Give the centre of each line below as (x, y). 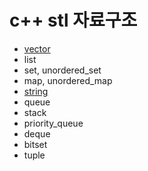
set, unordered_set (62, 70)
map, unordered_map (68, 80)
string (36, 91)
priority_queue (53, 123)
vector (37, 48)
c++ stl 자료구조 (73, 20)
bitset (35, 144)
